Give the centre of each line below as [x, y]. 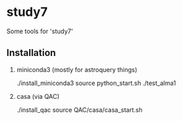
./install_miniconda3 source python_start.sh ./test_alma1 [96, 83]
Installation [31, 53]
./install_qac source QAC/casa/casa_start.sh [79, 110]
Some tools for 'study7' [40, 31]
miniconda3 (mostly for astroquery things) [77, 69]
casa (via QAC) [38, 96]
